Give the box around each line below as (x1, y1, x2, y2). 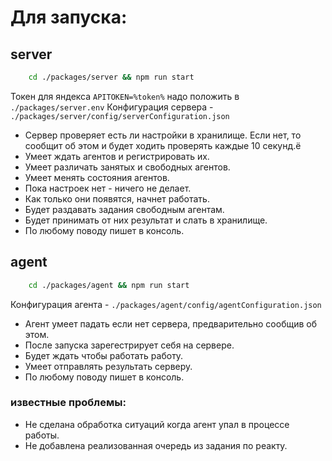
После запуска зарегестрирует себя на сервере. (24, 339, 235, 351)
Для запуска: (10, 6, 128, 29)
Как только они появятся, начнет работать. (24, 192, 210, 205)
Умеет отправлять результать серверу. (24, 360, 193, 372)
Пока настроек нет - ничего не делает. (24, 182, 192, 194)
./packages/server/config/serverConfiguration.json (10, 111, 230, 121)
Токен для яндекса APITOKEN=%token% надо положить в (10, 90, 240, 102)
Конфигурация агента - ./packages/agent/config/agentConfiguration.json (10, 298, 322, 310)
